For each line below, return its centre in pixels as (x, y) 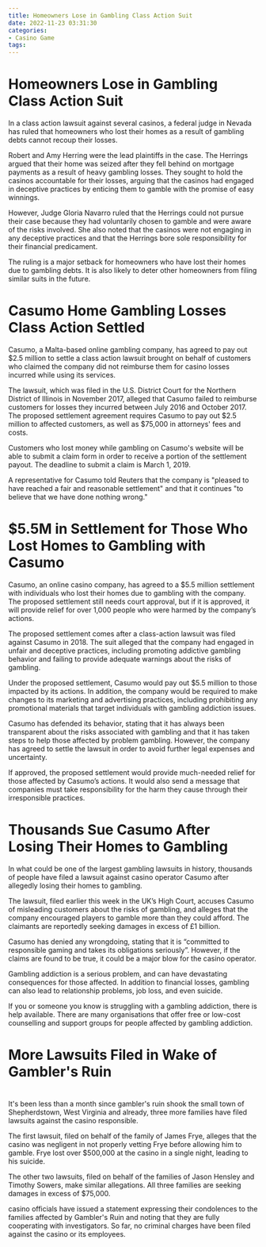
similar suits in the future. (49, 279)
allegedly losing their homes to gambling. (75, 885)
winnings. (24, 198)
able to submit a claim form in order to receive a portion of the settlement (127, 456)
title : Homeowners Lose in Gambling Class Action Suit (101, 15)
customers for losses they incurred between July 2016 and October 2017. (127, 407)
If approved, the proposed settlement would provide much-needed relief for (132, 772)
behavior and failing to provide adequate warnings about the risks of (120, 658)
